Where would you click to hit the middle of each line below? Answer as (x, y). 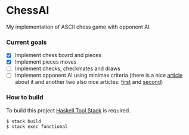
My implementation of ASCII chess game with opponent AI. (79, 27)
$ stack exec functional (37, 126)
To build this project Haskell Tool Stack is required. (69, 110)
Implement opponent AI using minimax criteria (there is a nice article (99, 76)
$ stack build (24, 121)
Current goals (27, 42)
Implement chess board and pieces (58, 55)
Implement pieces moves (46, 62)
